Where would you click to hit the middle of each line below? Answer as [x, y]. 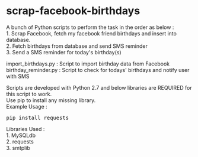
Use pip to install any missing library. [51, 100]
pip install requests [38, 117]
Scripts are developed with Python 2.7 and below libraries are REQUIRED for [99, 87]
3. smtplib [18, 148]
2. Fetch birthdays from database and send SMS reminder [77, 46]
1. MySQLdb [21, 135]
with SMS [18, 76]
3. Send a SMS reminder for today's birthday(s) [64, 52]
